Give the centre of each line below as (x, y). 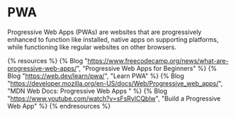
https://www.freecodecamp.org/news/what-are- (158, 60)
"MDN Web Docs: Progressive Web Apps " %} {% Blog (88, 91)
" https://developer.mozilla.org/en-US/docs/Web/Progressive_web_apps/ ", (115, 83)
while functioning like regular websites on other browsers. (92, 47)
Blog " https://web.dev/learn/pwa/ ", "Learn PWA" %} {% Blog (96, 76)
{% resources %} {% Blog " (47, 60)
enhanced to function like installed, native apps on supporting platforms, (113, 39)
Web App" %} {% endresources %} (59, 106)
